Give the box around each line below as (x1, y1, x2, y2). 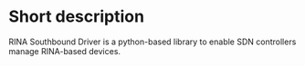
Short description (8, 6, 145, 27)
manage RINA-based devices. (8, 45, 121, 56)
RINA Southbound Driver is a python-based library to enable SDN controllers (8, 36, 297, 47)
